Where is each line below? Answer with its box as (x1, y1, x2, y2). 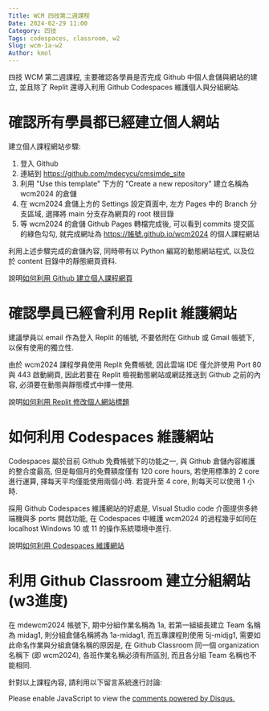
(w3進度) (8, 592, 68, 610)
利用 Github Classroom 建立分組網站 (8, 572, 251, 590)
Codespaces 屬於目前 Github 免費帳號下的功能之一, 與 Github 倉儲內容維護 (8, 456, 255, 466)
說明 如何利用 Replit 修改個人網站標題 (8, 397, 130, 406)
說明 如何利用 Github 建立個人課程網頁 (8, 273, 133, 282)
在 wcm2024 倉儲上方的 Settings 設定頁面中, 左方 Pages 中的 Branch (19, 199, 249, 208)
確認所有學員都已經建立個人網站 (8, 113, 220, 132)
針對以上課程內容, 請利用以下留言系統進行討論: (8, 677, 163, 687)
